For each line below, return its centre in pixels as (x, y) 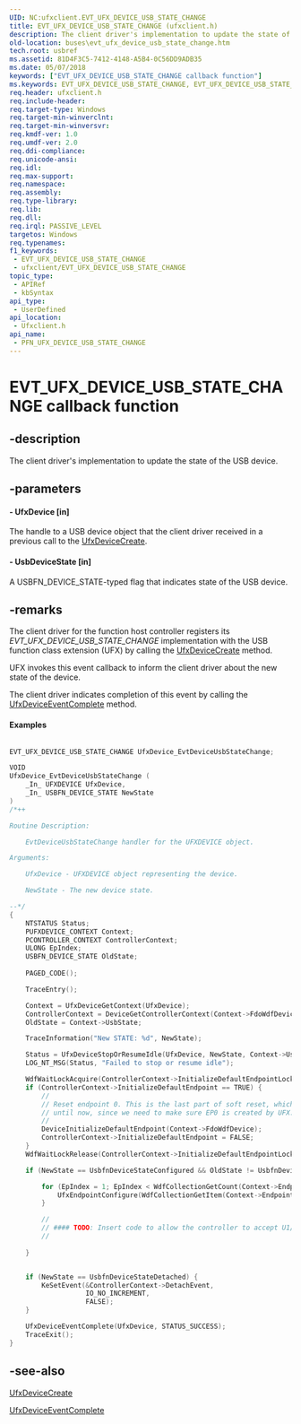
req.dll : (26, 217)
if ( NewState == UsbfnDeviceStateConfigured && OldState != (140, 1170)
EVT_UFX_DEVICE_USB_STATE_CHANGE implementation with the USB (139, 641)
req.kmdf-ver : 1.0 (43, 135)
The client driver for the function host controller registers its (120, 631)
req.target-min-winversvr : (60, 126)
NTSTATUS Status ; (58, 923)
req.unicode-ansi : (43, 159)
